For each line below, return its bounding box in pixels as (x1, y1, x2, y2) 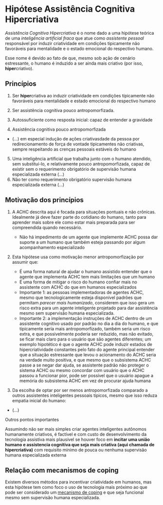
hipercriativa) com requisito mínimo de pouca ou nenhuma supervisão (5, 447, 147, 453)
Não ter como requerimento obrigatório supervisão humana (12, 176, 132, 182)
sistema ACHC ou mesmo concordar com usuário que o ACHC (19, 367, 145, 373)
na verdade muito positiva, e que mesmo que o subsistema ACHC (19, 357, 151, 363)
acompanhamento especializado (19, 244, 85, 250)
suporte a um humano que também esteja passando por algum (19, 239, 145, 245)
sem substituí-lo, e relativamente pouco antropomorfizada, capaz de (12, 161, 150, 167)
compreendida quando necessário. (12, 224, 83, 230)
